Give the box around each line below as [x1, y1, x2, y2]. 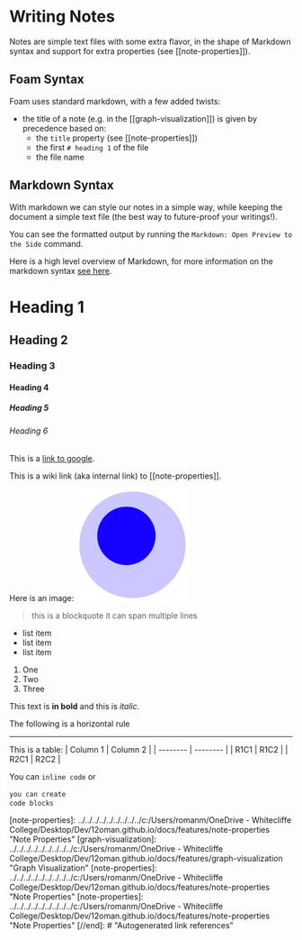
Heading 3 [9, 360, 56, 372]
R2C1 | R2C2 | [9, 754, 61, 765]
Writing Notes [9, 6, 115, 27]
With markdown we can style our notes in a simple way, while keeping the [9, 201, 283, 213]
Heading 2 [9, 333, 69, 348]
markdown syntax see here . [9, 265, 112, 276]
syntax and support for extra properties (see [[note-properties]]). [9, 45, 251, 56]
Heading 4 [9, 381, 49, 393]
